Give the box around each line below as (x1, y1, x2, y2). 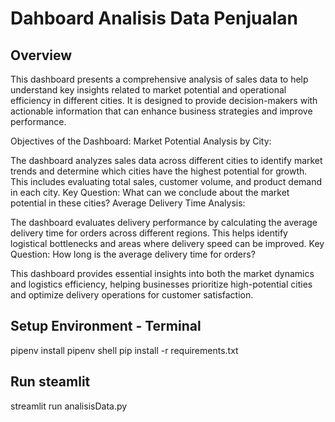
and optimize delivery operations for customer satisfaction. (10, 289, 254, 301)
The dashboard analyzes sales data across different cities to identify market (10, 155, 323, 166)
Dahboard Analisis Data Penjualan (10, 7, 298, 30)
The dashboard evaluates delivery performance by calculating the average (10, 217, 318, 228)
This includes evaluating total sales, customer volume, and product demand (10, 176, 323, 187)
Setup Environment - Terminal (10, 318, 202, 335)
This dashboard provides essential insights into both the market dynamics (10, 268, 315, 279)
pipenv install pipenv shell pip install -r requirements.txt (10, 344, 239, 356)
